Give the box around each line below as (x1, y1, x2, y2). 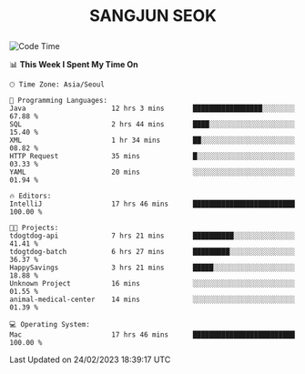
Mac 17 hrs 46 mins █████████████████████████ (9, 330, 296, 339)
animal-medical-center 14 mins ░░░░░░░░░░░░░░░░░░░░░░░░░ (9, 295, 296, 305)
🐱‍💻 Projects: (9, 224, 59, 233)
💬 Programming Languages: (9, 96, 107, 106)
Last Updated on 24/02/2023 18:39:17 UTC (9, 354, 171, 365)
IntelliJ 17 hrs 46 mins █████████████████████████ (9, 199, 296, 209)
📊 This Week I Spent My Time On (9, 59, 138, 70)
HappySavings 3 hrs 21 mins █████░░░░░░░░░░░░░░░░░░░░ (9, 263, 296, 273)
